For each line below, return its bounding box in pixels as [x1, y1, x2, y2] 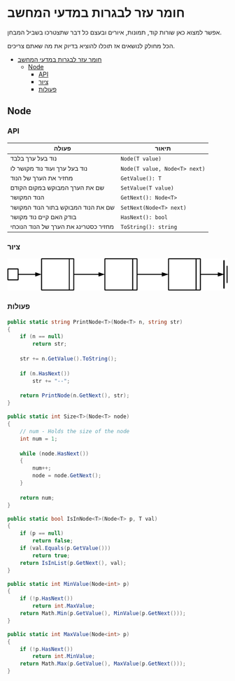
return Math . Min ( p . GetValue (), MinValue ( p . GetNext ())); [20, 610, 187, 617]
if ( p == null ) [20, 530, 64, 537]
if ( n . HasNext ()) [20, 370, 71, 377]
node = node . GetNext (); [32, 472, 101, 479]
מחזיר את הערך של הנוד [10, 174, 73, 182]
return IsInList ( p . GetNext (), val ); [20, 559, 127, 566]
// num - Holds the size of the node [20, 428, 130, 435]
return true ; [32, 552, 71, 559]
